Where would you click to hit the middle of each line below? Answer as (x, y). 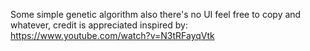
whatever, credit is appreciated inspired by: (99, 25)
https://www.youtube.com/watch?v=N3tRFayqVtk (112, 35)
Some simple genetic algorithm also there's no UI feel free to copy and (156, 14)
